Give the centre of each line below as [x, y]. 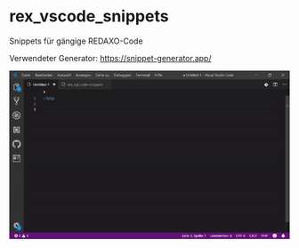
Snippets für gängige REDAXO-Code [77, 41]
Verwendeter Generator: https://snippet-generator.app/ [110, 58]
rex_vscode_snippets [89, 16]
